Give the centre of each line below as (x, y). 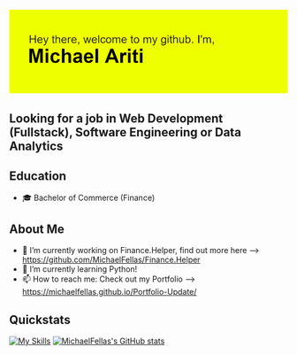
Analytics (36, 146)
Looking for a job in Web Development (116, 118)
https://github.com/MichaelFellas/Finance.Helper (111, 260)
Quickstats (40, 320)
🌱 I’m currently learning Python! (80, 269)
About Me (37, 229)
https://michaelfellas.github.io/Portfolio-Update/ (109, 292)
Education (38, 176)
